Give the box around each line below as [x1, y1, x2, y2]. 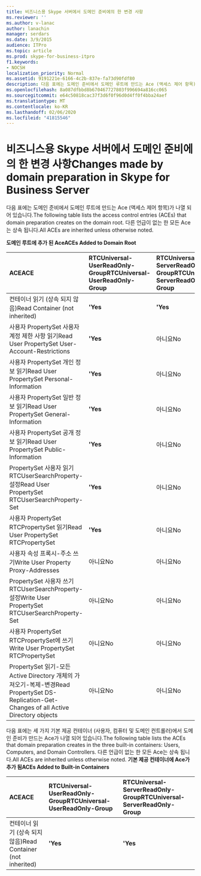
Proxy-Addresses [9, 566, 60, 575]
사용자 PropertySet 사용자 [9, 323, 80, 331]
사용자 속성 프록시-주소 [9, 550, 72, 558]
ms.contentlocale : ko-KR [6, 103, 68, 110]
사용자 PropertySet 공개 [9, 428, 74, 437]
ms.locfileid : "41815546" [6, 115, 71, 121]
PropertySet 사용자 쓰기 [9, 577, 74, 586]
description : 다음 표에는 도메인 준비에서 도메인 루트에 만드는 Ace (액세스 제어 [6, 82, 182, 88]
